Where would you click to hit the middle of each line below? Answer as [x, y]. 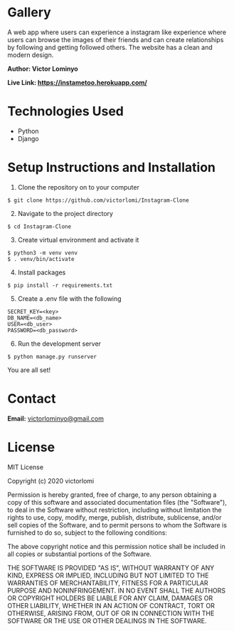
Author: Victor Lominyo [43, 68]
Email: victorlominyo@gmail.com [56, 419]
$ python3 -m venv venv [43, 253]
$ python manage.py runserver [52, 356]
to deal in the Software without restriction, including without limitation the [115, 510]
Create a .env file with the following [70, 298]
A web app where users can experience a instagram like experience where [117, 32]
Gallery [29, 12]
